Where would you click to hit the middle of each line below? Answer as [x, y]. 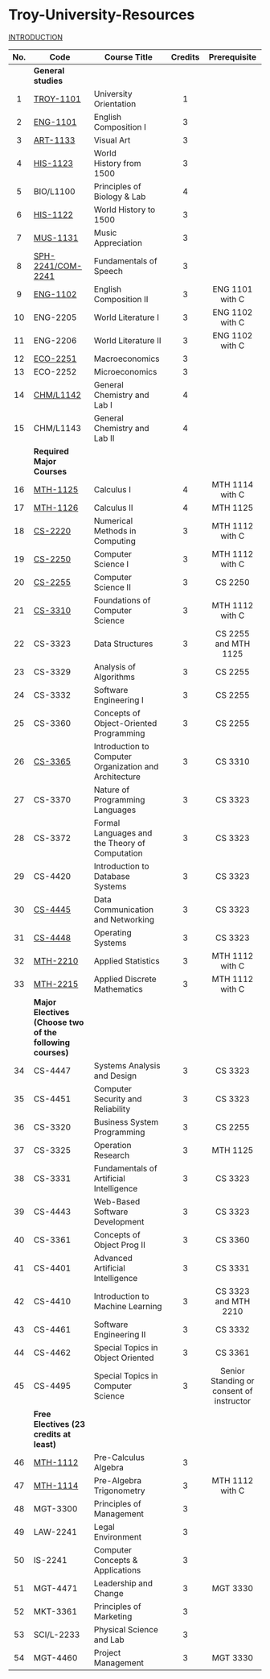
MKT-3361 [55, 1611]
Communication [124, 910]
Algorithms [114, 677]
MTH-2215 [56, 984]
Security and [118, 1099]
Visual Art [112, 140]
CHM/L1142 [57, 395]
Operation [112, 1145]
